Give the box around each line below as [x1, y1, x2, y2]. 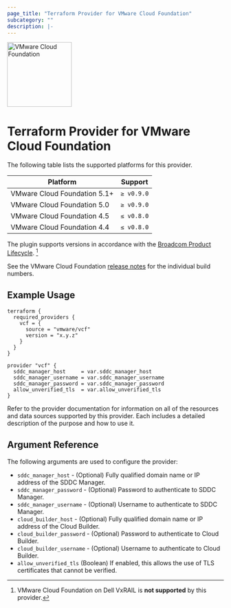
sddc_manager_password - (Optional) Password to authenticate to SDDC [16, 485, 217, 493]
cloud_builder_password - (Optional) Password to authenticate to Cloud [16, 529, 219, 538]
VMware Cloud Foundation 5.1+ [10, 189, 114, 199]
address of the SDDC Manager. [16, 478, 106, 487]
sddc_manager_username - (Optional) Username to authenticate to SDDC [16, 500, 218, 508]
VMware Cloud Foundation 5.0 [10, 200, 110, 210]
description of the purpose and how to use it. [7, 419, 135, 427]
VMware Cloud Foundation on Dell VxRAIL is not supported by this [16, 586, 207, 594]
